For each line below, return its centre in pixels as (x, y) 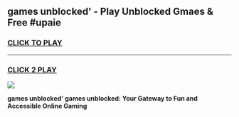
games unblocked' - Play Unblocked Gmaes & (110, 12)
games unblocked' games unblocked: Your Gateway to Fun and (102, 98)
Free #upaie (34, 23)
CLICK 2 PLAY (32, 69)
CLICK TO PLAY (35, 43)
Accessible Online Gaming (47, 106)
